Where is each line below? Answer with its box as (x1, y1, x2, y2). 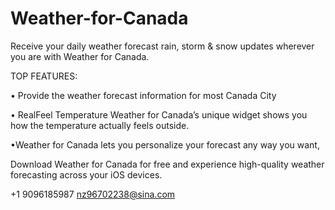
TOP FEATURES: (10, 70, 78, 82)
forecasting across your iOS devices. (10, 168, 163, 181)
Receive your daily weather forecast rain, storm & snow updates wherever (10, 40, 315, 52)
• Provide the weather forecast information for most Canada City (10, 89, 277, 101)
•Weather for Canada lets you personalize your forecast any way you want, (10, 138, 320, 151)
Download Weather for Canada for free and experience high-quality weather (10, 158, 325, 170)
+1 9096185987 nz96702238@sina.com (10, 188, 176, 200)
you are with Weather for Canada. (10, 50, 150, 62)
